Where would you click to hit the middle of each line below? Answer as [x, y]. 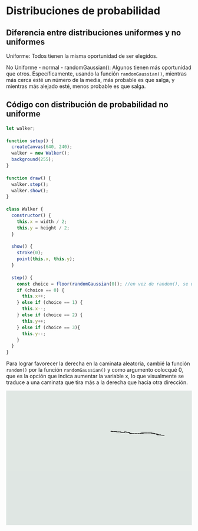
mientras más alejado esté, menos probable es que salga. [76, 86]
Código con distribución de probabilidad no [88, 105]
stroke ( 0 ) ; [30, 253]
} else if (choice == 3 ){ [49, 327]
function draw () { [29, 178]
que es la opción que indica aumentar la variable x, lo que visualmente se [95, 376]
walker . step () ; [30, 184]
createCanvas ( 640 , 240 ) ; [42, 147]
